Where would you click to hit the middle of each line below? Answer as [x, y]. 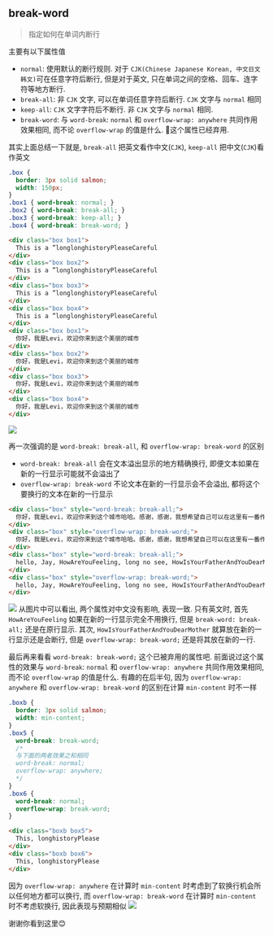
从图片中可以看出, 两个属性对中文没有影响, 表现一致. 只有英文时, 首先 [133, 609]
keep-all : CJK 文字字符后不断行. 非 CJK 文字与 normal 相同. [117, 109]
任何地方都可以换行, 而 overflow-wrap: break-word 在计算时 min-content [136, 895]
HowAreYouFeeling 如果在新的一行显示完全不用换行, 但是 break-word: [122, 619]
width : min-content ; [50, 718]
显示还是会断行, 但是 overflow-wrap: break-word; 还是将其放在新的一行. [135, 640]
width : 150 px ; [39, 188]
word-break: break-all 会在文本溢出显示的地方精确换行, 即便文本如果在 [140, 463]
